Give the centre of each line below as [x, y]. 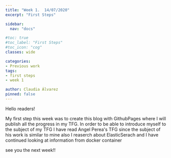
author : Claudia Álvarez [32, 90]
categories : [18, 61]
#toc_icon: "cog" [24, 47]
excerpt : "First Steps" [31, 15]
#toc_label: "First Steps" [34, 43]
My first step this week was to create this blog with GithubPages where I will [86, 118]
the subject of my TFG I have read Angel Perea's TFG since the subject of [83, 129]
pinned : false [20, 94]
